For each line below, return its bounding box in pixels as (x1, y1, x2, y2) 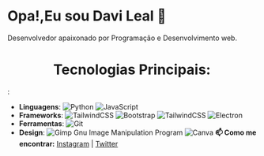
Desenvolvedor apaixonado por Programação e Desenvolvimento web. (7, 33, 238, 43)
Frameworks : (18, 110, 64, 120)
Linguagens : (18, 102, 61, 111)
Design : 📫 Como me (18, 128, 257, 137)
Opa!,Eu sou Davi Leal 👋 (7, 7, 167, 25)
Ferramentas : (18, 118, 65, 128)
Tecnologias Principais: (53, 61, 211, 79)
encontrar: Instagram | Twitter (18, 139, 119, 148)
